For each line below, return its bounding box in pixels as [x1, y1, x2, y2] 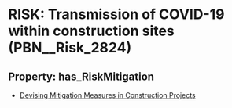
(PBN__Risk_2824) [8, 39, 132, 56]
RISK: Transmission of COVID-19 [8, 5, 225, 23]
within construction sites [8, 22, 175, 40]
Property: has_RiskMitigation [8, 70, 155, 83]
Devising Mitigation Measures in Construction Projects [19, 91, 196, 99]
